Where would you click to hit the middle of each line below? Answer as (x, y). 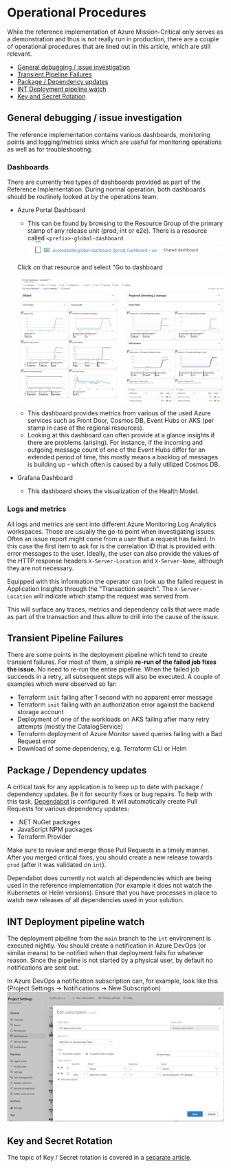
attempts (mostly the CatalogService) (70, 727)
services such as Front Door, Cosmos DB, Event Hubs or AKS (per (121, 421)
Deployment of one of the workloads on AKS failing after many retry (113, 719)
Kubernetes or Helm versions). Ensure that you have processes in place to (112, 893)
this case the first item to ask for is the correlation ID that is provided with (111, 546)
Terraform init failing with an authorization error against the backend (115, 705)
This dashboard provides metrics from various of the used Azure (119, 413)
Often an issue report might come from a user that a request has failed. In (111, 539)
